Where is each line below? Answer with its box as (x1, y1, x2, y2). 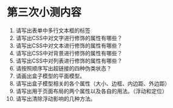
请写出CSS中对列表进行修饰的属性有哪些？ (15, 57, 123, 64)
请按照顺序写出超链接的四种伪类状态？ (15, 64, 112, 72)
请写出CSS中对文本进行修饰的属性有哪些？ (15, 42, 123, 49)
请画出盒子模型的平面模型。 (15, 72, 86, 79)
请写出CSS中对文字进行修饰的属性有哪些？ (15, 34, 123, 41)
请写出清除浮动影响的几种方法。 (15, 95, 96, 102)
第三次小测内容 (7, 5, 82, 19)
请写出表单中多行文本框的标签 (15, 27, 90, 34)
